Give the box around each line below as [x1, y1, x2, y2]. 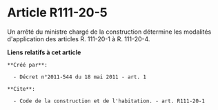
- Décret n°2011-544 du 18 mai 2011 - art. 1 [13, 74, 147, 80]
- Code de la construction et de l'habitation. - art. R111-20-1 [13, 98, 206, 104]
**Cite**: [7, 85, 36, 92]
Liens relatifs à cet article [7, 48, 81, 56]
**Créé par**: [7, 61, 48, 68]
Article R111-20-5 [7, 5, 108, 21]
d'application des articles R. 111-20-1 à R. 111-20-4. [7, 34, 150, 43]
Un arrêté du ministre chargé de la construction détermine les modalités [7, 27, 212, 36]
